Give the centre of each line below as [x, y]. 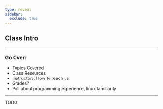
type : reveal [18, 9]
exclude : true [24, 18]
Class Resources [29, 73]
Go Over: [16, 58]
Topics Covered [28, 68]
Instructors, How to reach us [41, 78]
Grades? [20, 83]
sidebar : [14, 14]
